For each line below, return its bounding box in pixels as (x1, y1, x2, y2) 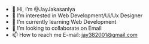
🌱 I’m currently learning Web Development (11, 18, 117, 25)
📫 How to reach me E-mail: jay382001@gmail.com (11, 32, 138, 38)
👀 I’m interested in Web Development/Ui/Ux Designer (11, 12, 143, 19)
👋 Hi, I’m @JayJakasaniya (11, 6, 76, 12)
